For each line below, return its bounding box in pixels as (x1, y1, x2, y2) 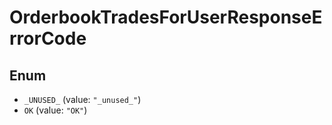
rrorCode (9, 27, 87, 50)
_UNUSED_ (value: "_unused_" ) (23, 94, 142, 105)
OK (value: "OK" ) (23, 104, 88, 116)
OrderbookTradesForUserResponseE (9, 6, 323, 29)
